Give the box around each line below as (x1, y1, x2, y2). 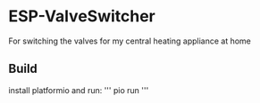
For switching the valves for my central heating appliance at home (8, 36, 252, 46)
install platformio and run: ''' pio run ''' (8, 84, 149, 95)
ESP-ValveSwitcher (8, 6, 155, 27)
